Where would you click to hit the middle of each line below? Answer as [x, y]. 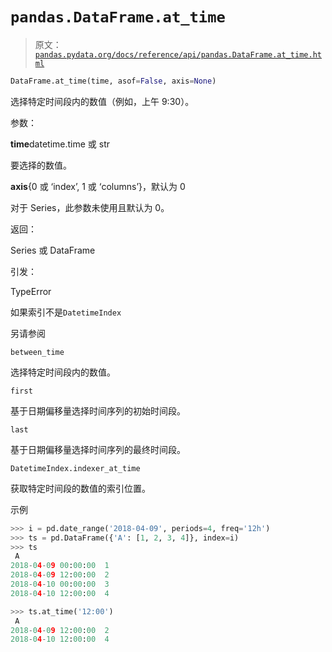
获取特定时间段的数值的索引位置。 [80, 488]
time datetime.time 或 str [60, 144]
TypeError [31, 291]
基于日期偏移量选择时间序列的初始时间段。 [98, 410]
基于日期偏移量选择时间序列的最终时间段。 [98, 449]
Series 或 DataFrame [53, 250]
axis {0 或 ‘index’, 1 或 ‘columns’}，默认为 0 [98, 186]
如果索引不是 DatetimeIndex [66, 312]
